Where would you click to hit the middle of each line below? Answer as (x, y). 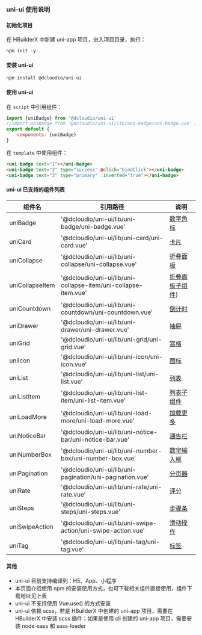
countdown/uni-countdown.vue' (107, 312)
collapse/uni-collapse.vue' (99, 264)
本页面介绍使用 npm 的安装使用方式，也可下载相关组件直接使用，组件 (101, 588)
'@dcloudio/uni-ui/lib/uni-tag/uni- (111, 542)
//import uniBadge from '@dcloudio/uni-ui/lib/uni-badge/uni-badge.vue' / (102, 124)
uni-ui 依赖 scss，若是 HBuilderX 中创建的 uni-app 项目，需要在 (94, 611)
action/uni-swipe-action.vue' (103, 530)
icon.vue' (74, 364)
